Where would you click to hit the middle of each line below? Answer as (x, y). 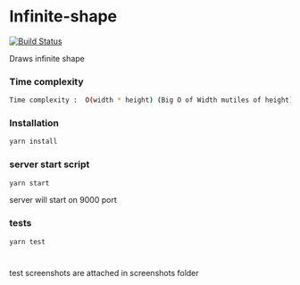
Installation (34, 123)
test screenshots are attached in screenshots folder (104, 272)
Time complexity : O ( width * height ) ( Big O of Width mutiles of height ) (151, 100)
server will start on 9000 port (63, 200)
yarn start (29, 183)
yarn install (33, 142)
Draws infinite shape (47, 58)
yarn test (28, 242)
